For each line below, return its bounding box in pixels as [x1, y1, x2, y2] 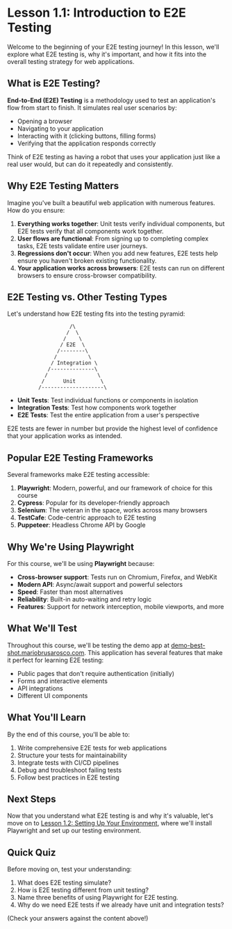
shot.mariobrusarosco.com [7, 648, 85, 656]
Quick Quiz [7, 846, 56, 858]
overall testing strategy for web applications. [7, 57, 135, 65]
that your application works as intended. [7, 432, 123, 440]
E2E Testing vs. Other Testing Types [7, 291, 167, 303]
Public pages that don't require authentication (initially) [17, 669, 175, 677]
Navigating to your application [17, 124, 104, 133]
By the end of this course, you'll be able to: [7, 730, 131, 738]
